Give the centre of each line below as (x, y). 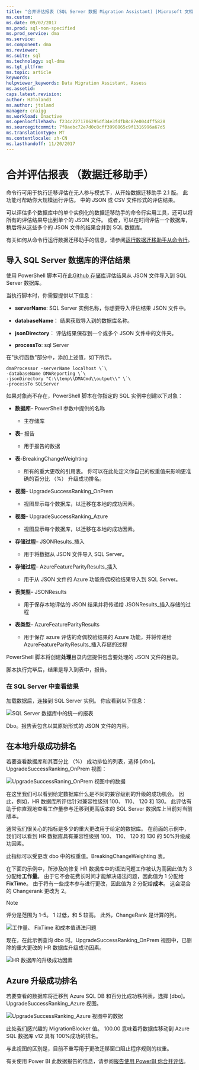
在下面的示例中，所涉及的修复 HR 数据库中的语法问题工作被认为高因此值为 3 (99, 869)
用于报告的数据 (42, 446)
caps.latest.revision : (34, 94)
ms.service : (21, 39)
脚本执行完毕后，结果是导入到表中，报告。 (58, 670)
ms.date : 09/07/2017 (32, 23)
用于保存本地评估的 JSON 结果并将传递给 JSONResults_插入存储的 (105, 605)
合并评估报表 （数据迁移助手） (80, 175)
